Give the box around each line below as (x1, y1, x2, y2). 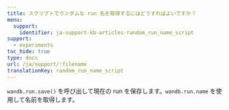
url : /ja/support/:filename (7, 61, 87, 68)
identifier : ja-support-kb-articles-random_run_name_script (19, 29, 194, 36)
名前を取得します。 (25, 95, 79, 103)
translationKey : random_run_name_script (7, 67, 124, 74)
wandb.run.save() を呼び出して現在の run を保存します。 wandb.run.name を (7, 87, 217, 95)
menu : (7, 16, 23, 23)
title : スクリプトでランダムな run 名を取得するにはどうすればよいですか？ (7, 10, 197, 17)
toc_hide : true (7, 49, 51, 55)
